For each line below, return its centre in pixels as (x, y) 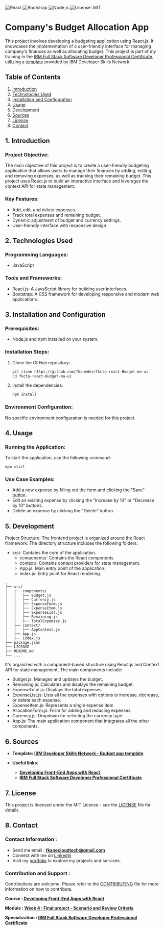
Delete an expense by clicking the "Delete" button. (63, 511)
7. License (21, 793)
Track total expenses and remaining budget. (57, 215)
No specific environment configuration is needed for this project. (70, 418)
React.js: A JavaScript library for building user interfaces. (70, 289)
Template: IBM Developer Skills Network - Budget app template (78, 754)
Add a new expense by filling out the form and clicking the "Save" (79, 490)
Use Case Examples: (30, 479)
